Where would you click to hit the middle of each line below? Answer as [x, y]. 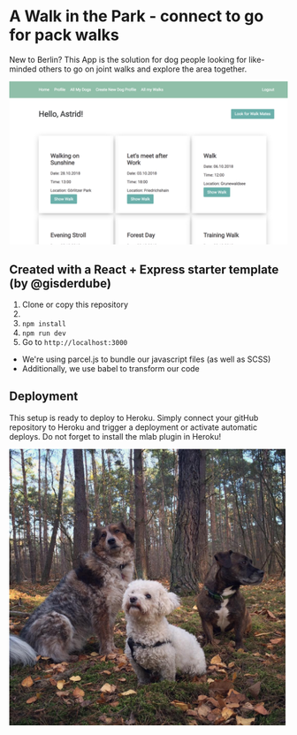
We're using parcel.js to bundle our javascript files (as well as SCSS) [146, 359]
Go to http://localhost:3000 [75, 342]
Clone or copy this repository [75, 305]
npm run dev [44, 333]
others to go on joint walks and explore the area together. [143, 69]
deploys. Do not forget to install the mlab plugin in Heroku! [115, 436]
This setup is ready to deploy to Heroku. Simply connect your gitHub [134, 417]
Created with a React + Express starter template [144, 269]
